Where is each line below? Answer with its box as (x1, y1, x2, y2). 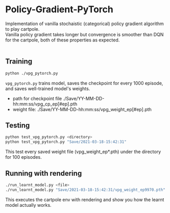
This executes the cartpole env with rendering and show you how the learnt (5, 196, 164, 203)
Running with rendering (5, 169, 82, 178)
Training (5, 57, 33, 66)
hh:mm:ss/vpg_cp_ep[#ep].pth (12, 101, 78, 107)
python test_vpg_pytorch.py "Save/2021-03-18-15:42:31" (5, 139, 127, 144)
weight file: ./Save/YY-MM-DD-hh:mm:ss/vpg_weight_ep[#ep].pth (12, 106, 152, 112)
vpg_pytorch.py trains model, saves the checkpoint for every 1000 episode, (5, 80, 163, 86)
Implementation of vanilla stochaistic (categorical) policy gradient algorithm (5, 20, 164, 27)
